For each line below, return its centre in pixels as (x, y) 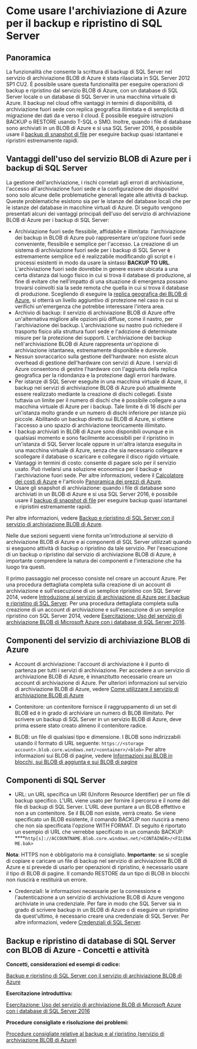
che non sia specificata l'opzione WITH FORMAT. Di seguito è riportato (100, 826)
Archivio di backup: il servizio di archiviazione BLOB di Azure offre (95, 313)
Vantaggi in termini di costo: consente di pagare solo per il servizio (95, 463)
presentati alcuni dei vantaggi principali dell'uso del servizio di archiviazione (98, 214)
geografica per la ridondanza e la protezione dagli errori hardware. (95, 375)
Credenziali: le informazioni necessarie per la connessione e (88, 891)
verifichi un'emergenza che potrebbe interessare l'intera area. (89, 306)
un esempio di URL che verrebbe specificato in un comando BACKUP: (99, 832)
